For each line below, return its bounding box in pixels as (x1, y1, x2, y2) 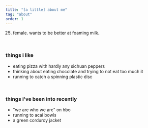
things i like (5, 52, 34, 59)
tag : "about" (5, 12, 32, 17)
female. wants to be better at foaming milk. (12, 30, 100, 36)
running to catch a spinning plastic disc (12, 74, 92, 80)
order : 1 (5, 16, 24, 21)
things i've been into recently (5, 95, 77, 102)
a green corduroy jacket (12, 117, 61, 123)
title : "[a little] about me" (5, 7, 68, 12)
